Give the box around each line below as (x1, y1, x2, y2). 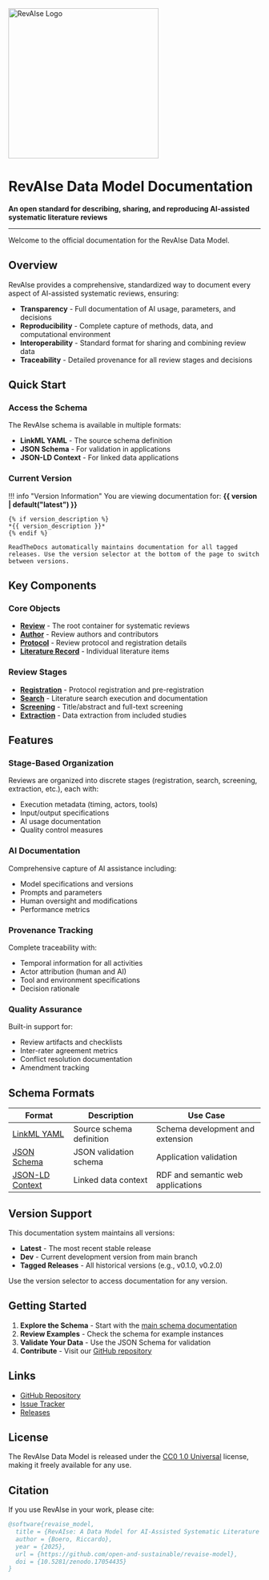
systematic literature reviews (8, 212, 108, 222)
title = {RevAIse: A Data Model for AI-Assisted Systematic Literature (15, 1528, 260, 1536)
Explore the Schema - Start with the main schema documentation (19, 1321, 238, 1330)
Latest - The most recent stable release (19, 1243, 151, 1252)
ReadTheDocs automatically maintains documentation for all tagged (8, 543, 239, 551)
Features (8, 734, 54, 747)
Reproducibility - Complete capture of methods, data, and (19, 320, 214, 331)
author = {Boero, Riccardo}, (15, 1535, 113, 1543)
